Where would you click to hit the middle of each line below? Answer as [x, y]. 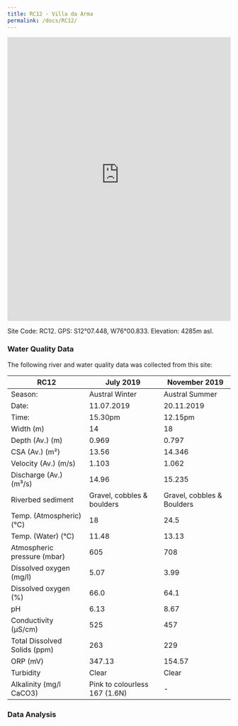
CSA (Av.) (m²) [35, 451]
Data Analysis [32, 714]
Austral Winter [113, 394]
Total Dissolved [36, 641]
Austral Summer [190, 394]
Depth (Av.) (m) [37, 440]
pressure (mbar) [38, 556]
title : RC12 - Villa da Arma [50, 14]
